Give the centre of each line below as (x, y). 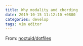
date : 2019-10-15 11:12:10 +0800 (40, 15)
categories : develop (27, 19)
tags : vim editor (24, 24)
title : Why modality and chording (42, 10)
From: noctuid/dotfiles (28, 38)
